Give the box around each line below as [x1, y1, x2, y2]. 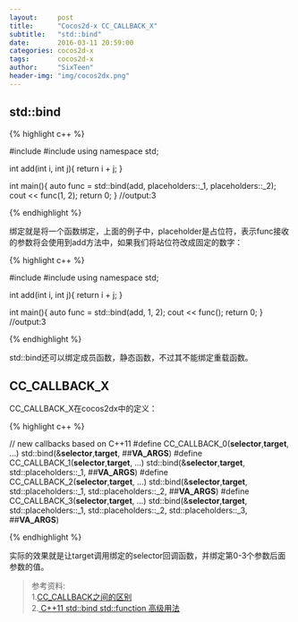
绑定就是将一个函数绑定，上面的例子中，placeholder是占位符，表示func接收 [9, 226, 289, 236]
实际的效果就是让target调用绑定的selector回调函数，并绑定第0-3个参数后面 [9, 550, 286, 561]
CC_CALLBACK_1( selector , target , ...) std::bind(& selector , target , [9, 457, 246, 468]
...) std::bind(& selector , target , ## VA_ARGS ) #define [9, 448, 203, 459]
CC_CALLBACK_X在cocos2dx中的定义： [9, 404, 158, 414]
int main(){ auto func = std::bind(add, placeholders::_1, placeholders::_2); [9, 180, 277, 191]
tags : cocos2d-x [9, 55, 94, 64]
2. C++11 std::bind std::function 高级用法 [30, 603, 181, 614]
